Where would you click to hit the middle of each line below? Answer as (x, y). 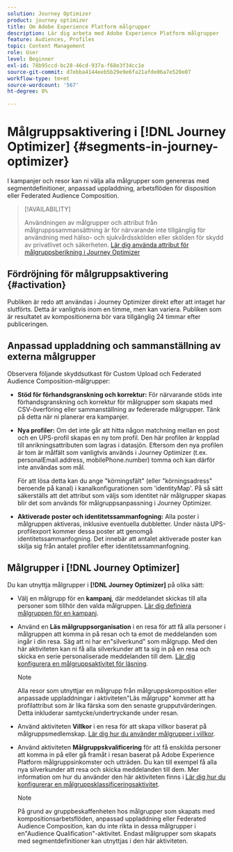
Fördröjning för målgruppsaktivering (88, 274)
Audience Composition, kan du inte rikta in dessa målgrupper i (106, 826)
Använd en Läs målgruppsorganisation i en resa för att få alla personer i (121, 626)
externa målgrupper (51, 357)
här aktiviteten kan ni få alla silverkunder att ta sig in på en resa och (114, 649)
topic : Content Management (46, 46)
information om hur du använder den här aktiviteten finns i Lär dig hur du (121, 777)
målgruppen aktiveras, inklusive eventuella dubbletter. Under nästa (113, 524)
